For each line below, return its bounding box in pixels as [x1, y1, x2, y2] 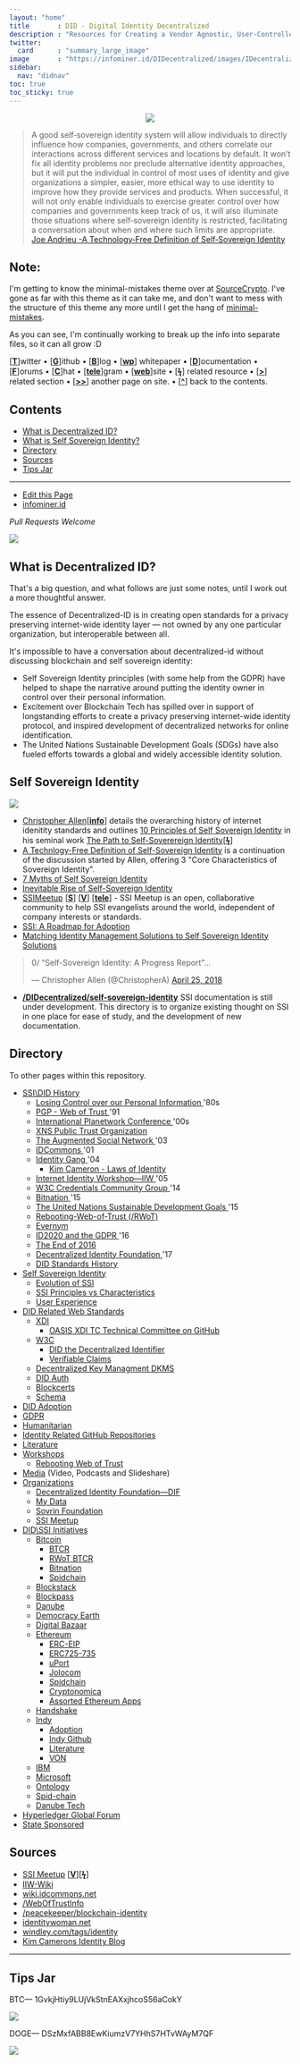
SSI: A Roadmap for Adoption [21, 920, 130, 931]
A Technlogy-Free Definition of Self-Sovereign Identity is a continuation [21, 844, 286, 855]
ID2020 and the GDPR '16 [35, 1230, 129, 1240]
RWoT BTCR [48, 1552, 94, 1563]
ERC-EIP [48, 1638, 80, 1649]
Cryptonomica [48, 1686, 102, 1696]
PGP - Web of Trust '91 [35, 1106, 121, 1117]
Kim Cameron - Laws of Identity [48, 1163, 167, 1174]
